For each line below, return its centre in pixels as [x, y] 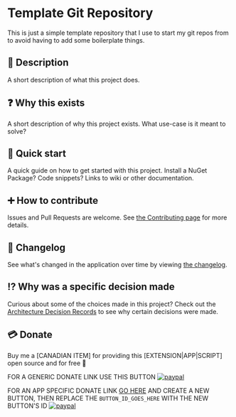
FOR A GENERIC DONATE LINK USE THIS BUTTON [82, 377]
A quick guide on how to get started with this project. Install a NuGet [107, 170]
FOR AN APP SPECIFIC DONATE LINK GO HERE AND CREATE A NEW [108, 390]
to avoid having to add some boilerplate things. [76, 40]
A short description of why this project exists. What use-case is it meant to [117, 124]
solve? [17, 131]
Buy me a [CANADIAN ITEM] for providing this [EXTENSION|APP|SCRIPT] [115, 355]
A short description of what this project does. [74, 80]
